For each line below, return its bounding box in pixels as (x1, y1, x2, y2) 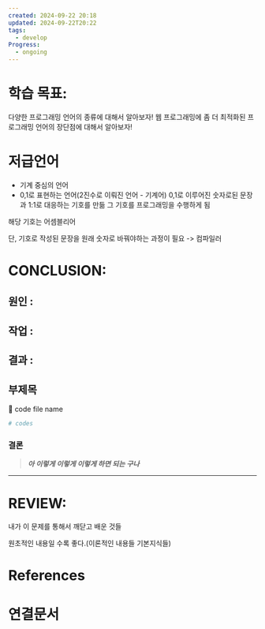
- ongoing (15, 48, 47, 56)
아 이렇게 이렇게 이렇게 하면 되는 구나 (27, 459, 140, 469)
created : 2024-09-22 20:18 (8, 11, 97, 20)
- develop (15, 33, 47, 42)
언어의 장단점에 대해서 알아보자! (35, 122, 132, 131)
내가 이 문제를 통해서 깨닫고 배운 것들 (8, 522, 122, 531)
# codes (8, 420, 34, 428)
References (8, 567, 85, 585)
